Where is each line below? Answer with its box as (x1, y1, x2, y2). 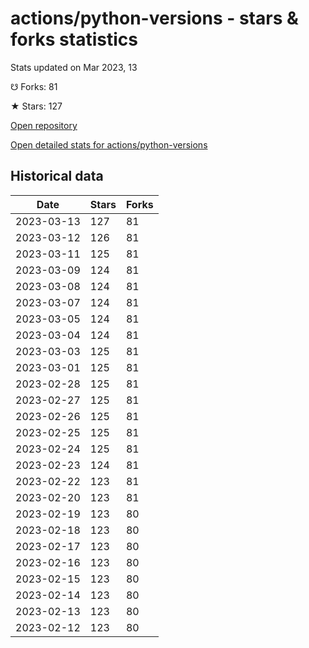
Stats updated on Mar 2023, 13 (10, 61, 138, 73)
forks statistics (10, 28, 138, 51)
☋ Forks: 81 (10, 80, 58, 92)
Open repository (10, 119, 78, 131)
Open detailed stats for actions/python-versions (10, 138, 208, 151)
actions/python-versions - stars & (10, 7, 299, 30)
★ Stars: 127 (10, 100, 63, 112)
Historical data (10, 168, 104, 185)
